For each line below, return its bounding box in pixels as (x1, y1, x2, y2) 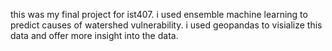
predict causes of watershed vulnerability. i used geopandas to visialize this (10, 19, 323, 31)
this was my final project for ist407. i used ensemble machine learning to (10, 9, 308, 20)
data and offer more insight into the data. (10, 30, 179, 41)
